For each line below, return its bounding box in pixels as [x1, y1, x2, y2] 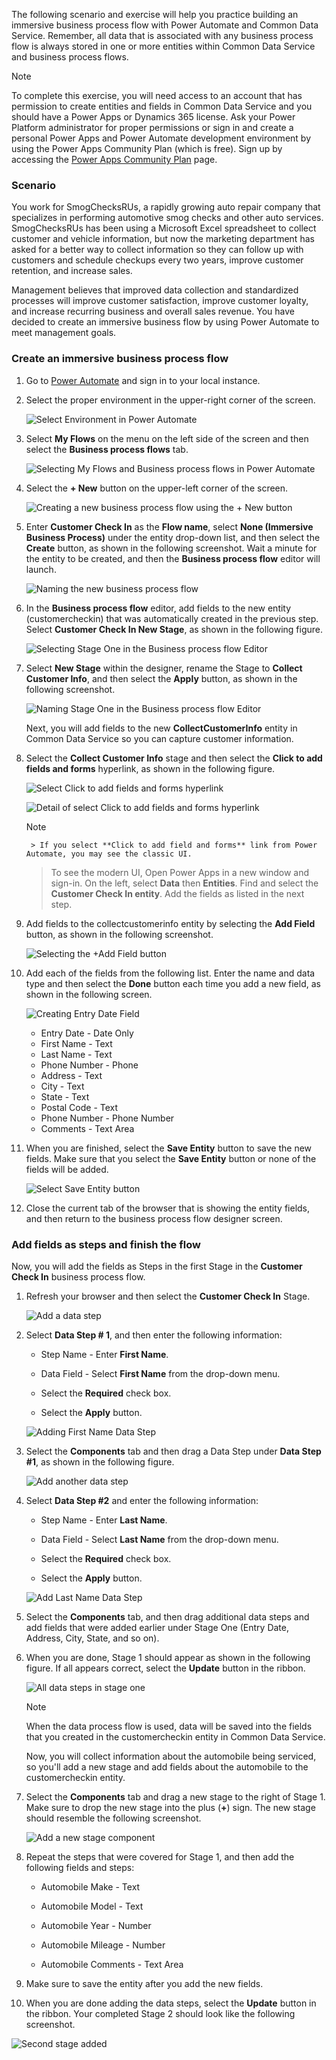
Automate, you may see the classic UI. [25, 849, 193, 859]
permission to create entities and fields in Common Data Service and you [11, 100, 313, 112]
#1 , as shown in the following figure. [25, 1455, 175, 1468]
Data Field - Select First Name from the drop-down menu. [40, 1367, 281, 1379]
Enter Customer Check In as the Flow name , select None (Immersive [25, 520, 314, 533]
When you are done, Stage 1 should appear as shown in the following [25, 1651, 311, 1663]
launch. [25, 563, 57, 575]
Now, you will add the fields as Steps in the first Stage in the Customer [11, 1260, 303, 1272]
